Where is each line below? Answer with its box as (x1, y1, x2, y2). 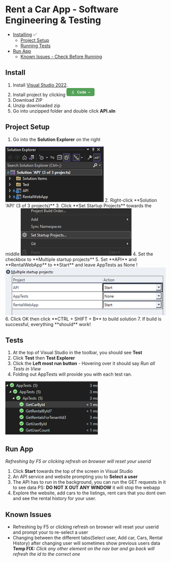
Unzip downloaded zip (12, 102, 60, 109)
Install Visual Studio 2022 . (12, 82, 68, 88)
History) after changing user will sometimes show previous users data (12, 540, 160, 546)
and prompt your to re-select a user (12, 529, 89, 535)
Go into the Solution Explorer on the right (12, 136, 101, 142)
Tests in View (12, 366, 41, 372)
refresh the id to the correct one (12, 551, 80, 557)
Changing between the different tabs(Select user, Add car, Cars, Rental (12, 535, 163, 541)
